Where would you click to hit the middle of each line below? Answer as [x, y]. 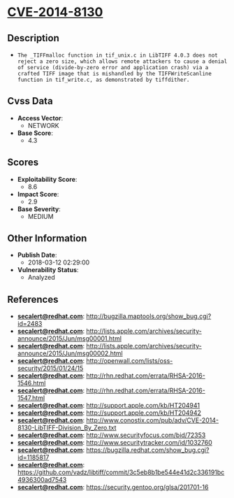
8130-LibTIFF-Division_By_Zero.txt [67, 428]
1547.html [31, 398]
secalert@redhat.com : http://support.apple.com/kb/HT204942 [109, 413]
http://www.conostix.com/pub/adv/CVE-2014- [152, 420]
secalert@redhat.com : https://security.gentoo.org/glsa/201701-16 [113, 488]
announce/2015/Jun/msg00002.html [70, 353]
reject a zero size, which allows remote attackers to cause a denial [122, 62]
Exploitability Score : [47, 179]
